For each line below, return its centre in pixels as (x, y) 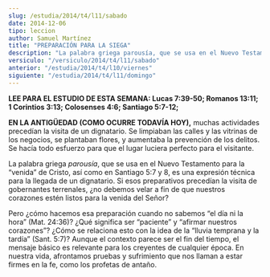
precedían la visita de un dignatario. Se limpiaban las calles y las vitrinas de (133, 131)
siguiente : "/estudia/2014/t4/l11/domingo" (82, 75)
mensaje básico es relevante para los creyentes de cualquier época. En (126, 247)
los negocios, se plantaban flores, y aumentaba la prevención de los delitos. (134, 139)
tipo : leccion (32, 31)
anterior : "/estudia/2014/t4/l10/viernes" (80, 68)
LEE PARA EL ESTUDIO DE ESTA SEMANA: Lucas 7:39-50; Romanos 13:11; (133, 98)
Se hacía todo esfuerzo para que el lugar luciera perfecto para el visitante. (131, 148)
